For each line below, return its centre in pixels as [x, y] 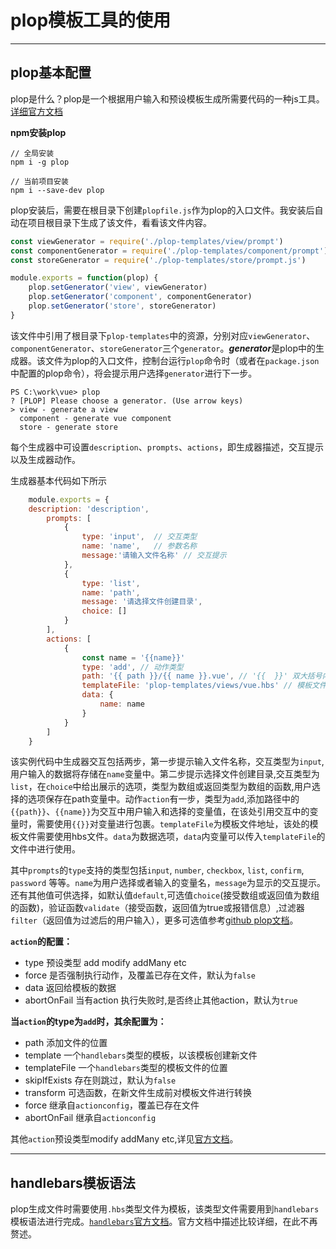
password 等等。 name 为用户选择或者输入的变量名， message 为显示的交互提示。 [168, 883]
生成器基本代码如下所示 [58, 480]
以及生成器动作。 [45, 459]
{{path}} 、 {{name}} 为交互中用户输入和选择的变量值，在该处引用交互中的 [160, 812]
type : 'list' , [111, 583]
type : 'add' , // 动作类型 [132, 667]
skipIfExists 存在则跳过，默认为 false [100, 1080]
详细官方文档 [36, 111]
